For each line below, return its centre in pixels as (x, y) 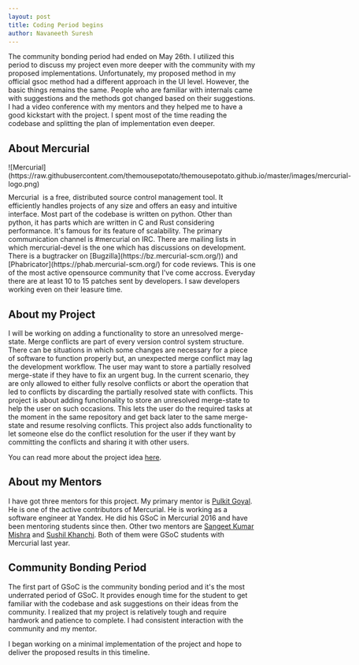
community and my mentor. (52, 628)
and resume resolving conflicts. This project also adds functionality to (139, 425)
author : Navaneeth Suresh (50, 33)
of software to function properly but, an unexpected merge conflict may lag (131, 358)
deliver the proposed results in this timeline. (79, 652)
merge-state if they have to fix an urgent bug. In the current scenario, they (129, 375)
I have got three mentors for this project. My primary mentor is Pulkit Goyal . (130, 501)
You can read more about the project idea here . (85, 457)
